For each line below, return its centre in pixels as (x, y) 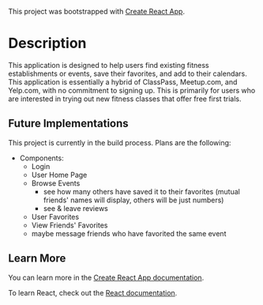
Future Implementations (68, 124)
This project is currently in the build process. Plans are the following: (120, 142)
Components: (42, 158)
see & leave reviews (75, 208)
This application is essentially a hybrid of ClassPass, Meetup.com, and (123, 81)
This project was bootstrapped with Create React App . (97, 11)
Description (47, 43)
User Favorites (55, 217)
